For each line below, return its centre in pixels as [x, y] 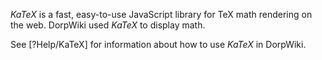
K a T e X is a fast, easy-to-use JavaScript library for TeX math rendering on [161, 14]
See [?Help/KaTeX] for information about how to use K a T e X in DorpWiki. [158, 44]
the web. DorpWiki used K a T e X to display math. [108, 25]
